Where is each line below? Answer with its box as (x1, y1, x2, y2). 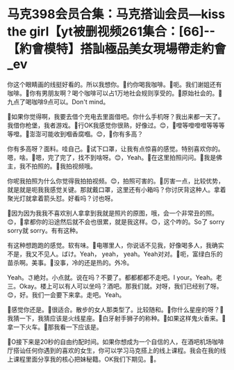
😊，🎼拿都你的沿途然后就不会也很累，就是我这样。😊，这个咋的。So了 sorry (7, 217, 225, 226)
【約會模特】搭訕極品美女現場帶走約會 (7, 41, 227, 57)
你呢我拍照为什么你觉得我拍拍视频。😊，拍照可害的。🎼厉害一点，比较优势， (7, 177, 224, 185)
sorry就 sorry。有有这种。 (7, 226, 82, 234)
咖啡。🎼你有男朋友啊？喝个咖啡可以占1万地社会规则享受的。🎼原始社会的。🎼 (7, 88, 223, 97)
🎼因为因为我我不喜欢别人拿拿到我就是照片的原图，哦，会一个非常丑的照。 (7, 209, 219, 217)
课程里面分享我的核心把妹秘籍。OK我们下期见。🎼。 (12, 355, 160, 363)
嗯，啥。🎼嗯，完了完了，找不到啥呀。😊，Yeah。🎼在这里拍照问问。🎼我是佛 (7, 153, 223, 161)
